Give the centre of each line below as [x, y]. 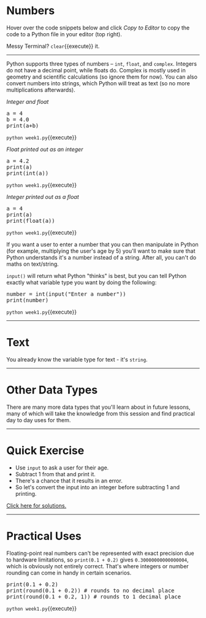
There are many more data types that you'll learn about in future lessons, [98, 407]
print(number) [28, 300]
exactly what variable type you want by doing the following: [82, 282]
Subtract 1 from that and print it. [55, 474]
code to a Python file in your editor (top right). [64, 34]
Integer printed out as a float [43, 196]
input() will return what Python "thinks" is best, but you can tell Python [97, 276]
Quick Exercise [45, 450]
